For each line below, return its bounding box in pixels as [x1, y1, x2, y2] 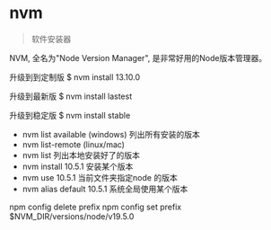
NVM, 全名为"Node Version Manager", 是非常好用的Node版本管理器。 [9, 52, 267, 63]
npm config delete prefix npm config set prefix [9, 201, 182, 212]
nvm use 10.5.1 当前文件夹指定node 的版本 [22, 172, 178, 182]
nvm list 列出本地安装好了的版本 [22, 149, 141, 160]
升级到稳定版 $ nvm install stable [9, 110, 131, 120]
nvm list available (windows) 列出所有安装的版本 [22, 128, 200, 139]
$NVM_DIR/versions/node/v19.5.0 [9, 210, 135, 222]
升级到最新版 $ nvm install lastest [9, 91, 133, 102]
